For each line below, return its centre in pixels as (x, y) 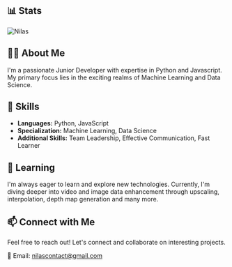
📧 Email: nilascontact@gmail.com (55, 256)
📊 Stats (25, 11)
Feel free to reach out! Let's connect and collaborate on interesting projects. (117, 243)
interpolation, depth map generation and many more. (83, 199)
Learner (29, 146)
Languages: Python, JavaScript (63, 123)
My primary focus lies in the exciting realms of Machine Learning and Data (114, 77)
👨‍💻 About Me (36, 53)
